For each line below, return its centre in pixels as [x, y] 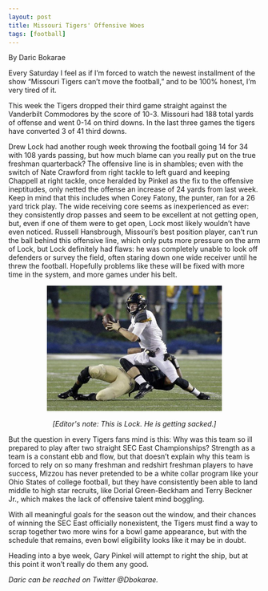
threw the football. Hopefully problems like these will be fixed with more [127, 266]
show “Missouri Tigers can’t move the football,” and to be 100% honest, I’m [132, 82]
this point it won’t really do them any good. [79, 565]
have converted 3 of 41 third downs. [68, 132]
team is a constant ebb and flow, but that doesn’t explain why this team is [129, 456]
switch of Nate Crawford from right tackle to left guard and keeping [119, 172]
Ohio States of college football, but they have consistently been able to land [133, 482]
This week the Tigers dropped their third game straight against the [118, 106]
